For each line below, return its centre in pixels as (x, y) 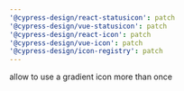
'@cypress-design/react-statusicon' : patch (92, 18)
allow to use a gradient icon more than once (91, 77)
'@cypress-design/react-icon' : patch (80, 34)
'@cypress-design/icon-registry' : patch (87, 51)
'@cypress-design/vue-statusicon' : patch (88, 26)
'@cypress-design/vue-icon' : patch (76, 43)
